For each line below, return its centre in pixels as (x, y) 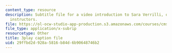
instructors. (24, 19)
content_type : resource (31, 10)
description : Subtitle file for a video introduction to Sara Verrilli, (84, 15)
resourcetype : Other (27, 33)
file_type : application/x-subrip (41, 29)
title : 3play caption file (34, 38)
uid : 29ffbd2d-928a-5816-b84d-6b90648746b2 (52, 43)
